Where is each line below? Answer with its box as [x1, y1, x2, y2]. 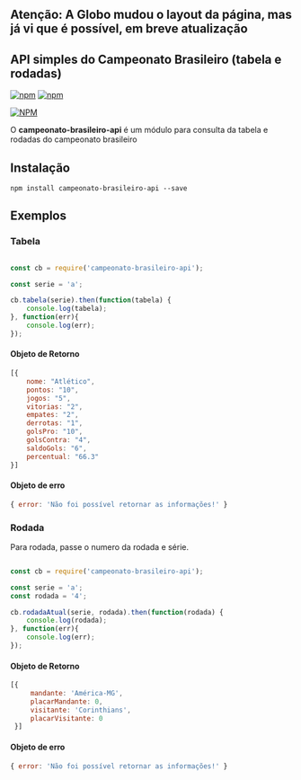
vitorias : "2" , [26, 402, 84, 412]
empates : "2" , [26, 411, 79, 420]
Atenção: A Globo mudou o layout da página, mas [10, 7, 293, 22]
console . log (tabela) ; [26, 305, 107, 314]
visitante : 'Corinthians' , [30, 705, 131, 714]
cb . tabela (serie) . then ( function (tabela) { [10, 296, 172, 305]
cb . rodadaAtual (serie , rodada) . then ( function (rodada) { [10, 607, 224, 616]
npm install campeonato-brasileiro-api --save [10, 184, 188, 193]
